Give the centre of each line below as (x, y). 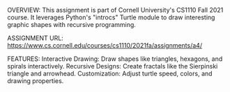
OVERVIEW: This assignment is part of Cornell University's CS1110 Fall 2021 (115, 10)
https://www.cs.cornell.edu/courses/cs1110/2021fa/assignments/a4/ (105, 45)
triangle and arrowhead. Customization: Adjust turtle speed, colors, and (110, 73)
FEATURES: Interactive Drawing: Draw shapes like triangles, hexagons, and (115, 59)
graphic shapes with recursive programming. (71, 25)
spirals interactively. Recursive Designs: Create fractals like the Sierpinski (113, 66)
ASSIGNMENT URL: (36, 38)
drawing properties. (36, 81)
